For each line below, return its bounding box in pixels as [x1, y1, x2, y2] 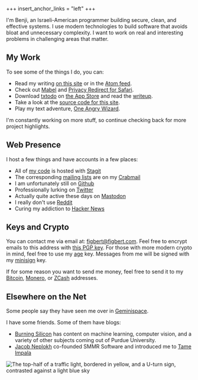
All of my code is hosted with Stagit [14, 167, 102, 174]
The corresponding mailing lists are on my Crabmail [14, 173, 141, 180]
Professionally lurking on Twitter [14, 186, 93, 193]
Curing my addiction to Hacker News [14, 205, 105, 212]
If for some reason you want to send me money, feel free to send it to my [6, 268, 184, 275]
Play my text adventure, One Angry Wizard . [14, 105, 121, 112]
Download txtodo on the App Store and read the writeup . [14, 92, 153, 100]
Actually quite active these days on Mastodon [14, 192, 126, 199]
